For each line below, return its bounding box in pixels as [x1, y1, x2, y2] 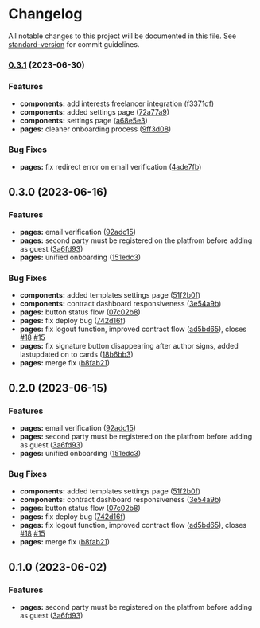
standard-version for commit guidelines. [8, 39, 140, 49]
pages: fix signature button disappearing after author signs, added [19, 341, 239, 351]
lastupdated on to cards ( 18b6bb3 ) [19, 349, 134, 359]
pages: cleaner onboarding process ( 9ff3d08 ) [19, 124, 172, 134]
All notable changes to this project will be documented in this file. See [8, 31, 237, 41]
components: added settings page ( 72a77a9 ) [19, 107, 169, 117]
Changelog [8, 5, 83, 23]
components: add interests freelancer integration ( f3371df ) [19, 99, 215, 108]
